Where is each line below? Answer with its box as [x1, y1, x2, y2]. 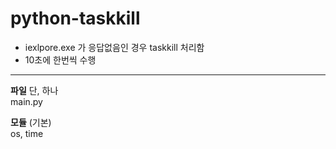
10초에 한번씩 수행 [24, 53, 97, 66]
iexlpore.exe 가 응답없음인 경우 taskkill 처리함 [24, 41, 205, 53]
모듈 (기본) [10, 116, 52, 128]
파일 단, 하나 [10, 84, 59, 96]
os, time [10, 127, 44, 139]
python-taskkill [10, 7, 141, 30]
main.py [10, 95, 43, 107]
